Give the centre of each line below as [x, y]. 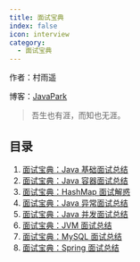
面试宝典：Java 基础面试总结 [75, 169]
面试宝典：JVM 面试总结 [67, 225]
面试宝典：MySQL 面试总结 [72, 236]
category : [28, 42]
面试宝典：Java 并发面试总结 [75, 214]
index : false [33, 26]
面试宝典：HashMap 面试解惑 [76, 191]
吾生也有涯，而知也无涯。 [78, 115]
